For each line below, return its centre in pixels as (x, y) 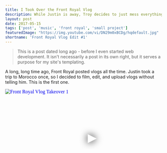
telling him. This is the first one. (37, 82)
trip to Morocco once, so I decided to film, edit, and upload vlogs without (80, 77)
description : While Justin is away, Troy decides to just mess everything (84, 14)
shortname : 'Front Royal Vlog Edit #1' (46, 38)
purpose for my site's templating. (51, 62)
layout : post (19, 19)
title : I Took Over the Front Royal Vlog (49, 10)
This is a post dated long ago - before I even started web (76, 51)
